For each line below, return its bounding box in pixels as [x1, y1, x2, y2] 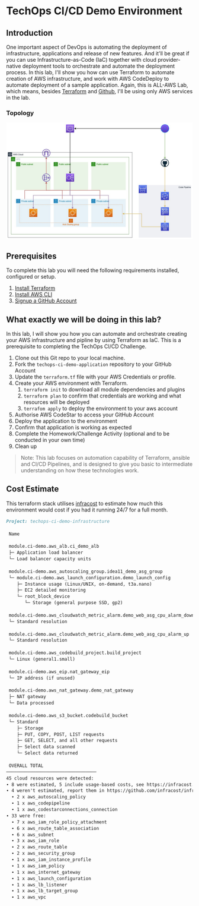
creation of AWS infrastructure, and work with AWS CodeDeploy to [6, 75, 169, 82]
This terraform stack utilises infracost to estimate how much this [6, 500, 163, 507]
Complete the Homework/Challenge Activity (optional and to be [14, 430, 170, 437]
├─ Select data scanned [17, 744, 76, 750]
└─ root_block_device [17, 594, 70, 599]
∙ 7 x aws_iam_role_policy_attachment [11, 819, 108, 825]
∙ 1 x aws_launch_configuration [11, 875, 92, 882]
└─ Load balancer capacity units [8, 556, 92, 562]
